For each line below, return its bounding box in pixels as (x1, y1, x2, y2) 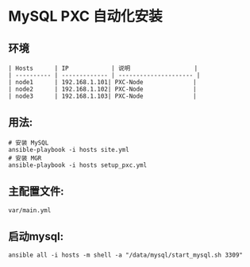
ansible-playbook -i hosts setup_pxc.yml (8, 161, 148, 169)
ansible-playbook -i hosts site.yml (8, 145, 129, 153)
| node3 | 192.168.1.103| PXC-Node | (8, 92, 197, 100)
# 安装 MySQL (8, 138, 49, 147)
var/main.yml (8, 206, 52, 215)
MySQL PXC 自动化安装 (8, 7, 163, 25)
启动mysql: (8, 230, 64, 243)
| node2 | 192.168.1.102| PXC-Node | (8, 85, 197, 93)
